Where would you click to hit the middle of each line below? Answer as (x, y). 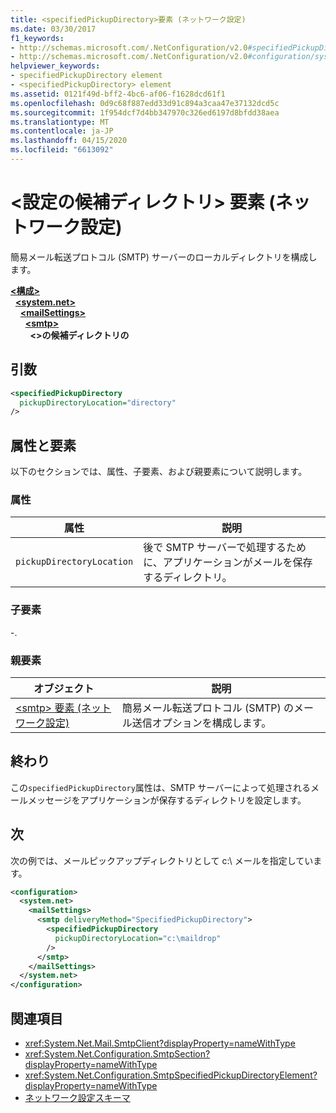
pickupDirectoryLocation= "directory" (98, 402)
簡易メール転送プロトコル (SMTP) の (208, 708)
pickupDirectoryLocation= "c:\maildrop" (138, 938)
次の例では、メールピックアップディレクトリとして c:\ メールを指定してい (162, 860)
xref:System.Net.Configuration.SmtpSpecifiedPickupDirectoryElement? (171, 1075)
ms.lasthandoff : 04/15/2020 (69, 141)
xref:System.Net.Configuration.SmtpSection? (117, 1054)
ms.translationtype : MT (60, 122)
